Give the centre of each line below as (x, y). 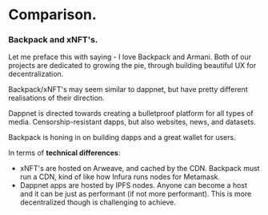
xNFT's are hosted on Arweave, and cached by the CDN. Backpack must (140, 169)
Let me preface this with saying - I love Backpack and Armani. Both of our (130, 57)
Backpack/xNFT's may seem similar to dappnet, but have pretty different (128, 90)
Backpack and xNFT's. (53, 40)
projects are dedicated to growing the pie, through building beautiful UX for (132, 66)
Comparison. (53, 15)
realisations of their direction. (57, 98)
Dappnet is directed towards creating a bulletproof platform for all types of (131, 113)
